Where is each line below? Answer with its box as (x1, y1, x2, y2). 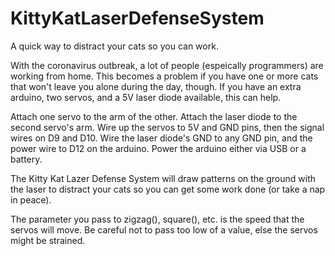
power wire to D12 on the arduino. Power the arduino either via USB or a (10, 142, 307, 154)
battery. (10, 153, 43, 165)
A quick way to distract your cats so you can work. (10, 40, 219, 52)
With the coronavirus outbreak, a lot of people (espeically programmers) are (10, 59, 324, 71)
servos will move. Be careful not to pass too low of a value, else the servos (10, 223, 318, 236)
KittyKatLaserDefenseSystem (10, 7, 265, 30)
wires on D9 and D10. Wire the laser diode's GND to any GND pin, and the (10, 132, 313, 144)
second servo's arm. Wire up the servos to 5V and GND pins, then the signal (10, 121, 325, 133)
